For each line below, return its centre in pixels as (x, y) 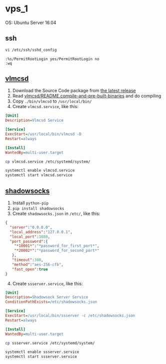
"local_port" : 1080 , (30, 237)
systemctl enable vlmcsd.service (40, 171)
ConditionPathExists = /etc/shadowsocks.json (51, 302)
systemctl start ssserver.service (41, 357)
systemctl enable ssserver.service (42, 352)
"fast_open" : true (30, 269)
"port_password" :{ (29, 241)
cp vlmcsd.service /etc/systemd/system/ (48, 161)
